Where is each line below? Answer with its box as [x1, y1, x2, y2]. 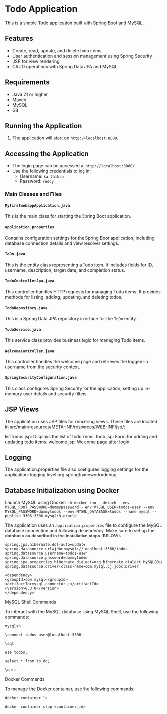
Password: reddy [19, 178, 54, 184]
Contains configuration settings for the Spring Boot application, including [5, 235, 155, 241]
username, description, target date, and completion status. [5, 267, 125, 273]
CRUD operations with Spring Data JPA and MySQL [12, 63, 118, 69]
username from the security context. [5, 364, 81, 370]
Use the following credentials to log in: [12, 168, 91, 174]
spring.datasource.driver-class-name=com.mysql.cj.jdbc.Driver [5, 564, 139, 569]
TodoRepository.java [5, 305, 48, 310]
